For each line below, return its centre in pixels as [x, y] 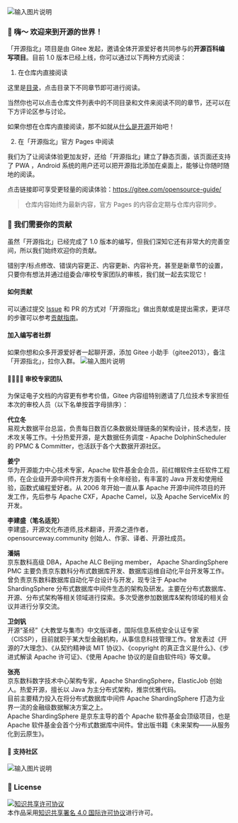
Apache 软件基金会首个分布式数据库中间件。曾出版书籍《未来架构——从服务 [119, 725]
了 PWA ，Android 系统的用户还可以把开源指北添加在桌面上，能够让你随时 [115, 166]
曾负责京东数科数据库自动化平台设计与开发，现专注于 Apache [97, 580]
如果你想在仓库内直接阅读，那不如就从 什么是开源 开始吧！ [91, 127]
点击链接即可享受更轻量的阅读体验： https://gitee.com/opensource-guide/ [114, 189]
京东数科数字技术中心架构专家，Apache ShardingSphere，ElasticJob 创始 [115, 681]
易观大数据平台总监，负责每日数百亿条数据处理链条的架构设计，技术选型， [116, 428]
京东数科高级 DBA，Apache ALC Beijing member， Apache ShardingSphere [118, 562]
